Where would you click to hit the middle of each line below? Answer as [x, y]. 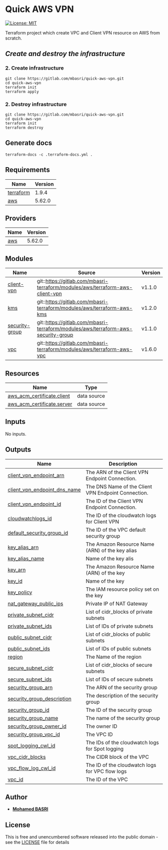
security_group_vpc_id [34, 734]
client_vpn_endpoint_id [34, 504]
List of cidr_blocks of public [118, 634]
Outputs [18, 450]
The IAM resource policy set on [122, 589]
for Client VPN [102, 522]
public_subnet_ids [29, 648]
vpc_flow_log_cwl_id [32, 768]
